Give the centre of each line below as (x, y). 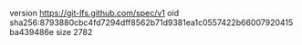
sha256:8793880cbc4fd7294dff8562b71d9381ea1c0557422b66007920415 (151, 22)
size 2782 (74, 32)
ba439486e (32, 32)
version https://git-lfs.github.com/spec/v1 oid (94, 13)
